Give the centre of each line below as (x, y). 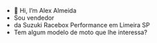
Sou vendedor (34, 18)
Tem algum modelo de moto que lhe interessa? (80, 32)
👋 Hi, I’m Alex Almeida (45, 11)
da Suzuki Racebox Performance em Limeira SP (82, 25)
